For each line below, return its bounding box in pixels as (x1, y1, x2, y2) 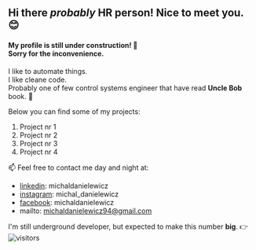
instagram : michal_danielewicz (19, 189, 119, 199)
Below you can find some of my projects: (8, 106, 141, 116)
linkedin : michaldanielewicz (19, 181, 108, 190)
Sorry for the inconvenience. (8, 49, 104, 58)
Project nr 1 (19, 122, 57, 131)
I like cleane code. (8, 75, 68, 84)
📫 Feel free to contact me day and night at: (8, 163, 149, 172)
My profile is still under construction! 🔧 (8, 40, 138, 50)
